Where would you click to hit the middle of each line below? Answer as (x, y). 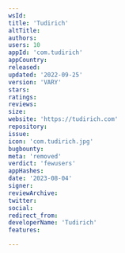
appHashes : (26, 171)
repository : (28, 127)
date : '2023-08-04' (40, 179)
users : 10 (25, 45)
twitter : (23, 200)
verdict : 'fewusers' (42, 164)
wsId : (17, 16)
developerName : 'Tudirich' (53, 223)
